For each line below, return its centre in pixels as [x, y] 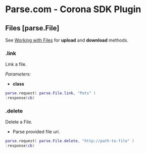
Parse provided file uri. [36, 132]
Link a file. [16, 64]
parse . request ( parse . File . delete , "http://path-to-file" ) [70, 141]
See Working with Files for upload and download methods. [67, 40]
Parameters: [18, 74]
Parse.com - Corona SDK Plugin [73, 9]
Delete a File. [19, 122]
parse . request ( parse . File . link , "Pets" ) [51, 93]
